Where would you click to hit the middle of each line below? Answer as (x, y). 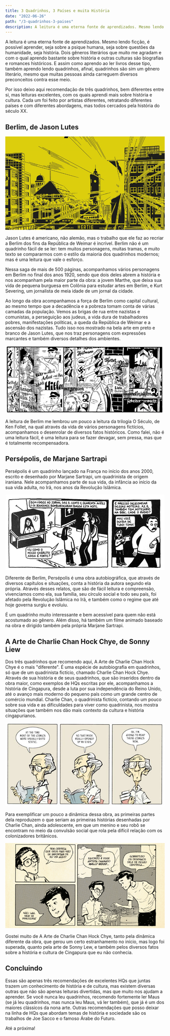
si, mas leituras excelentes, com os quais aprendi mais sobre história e (79, 95)
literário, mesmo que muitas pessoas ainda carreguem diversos (72, 74)
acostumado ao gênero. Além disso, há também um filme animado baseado (84, 620)
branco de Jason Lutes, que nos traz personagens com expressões (76, 333)
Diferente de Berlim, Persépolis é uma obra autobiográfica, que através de (83, 578)
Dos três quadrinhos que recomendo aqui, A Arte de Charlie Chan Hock (80, 662)
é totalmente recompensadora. (37, 443)
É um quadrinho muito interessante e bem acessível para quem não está (80, 615)
